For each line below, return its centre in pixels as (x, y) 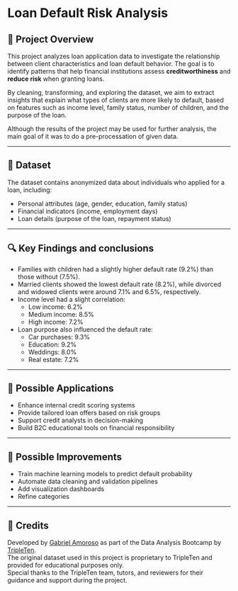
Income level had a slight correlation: (71, 299)
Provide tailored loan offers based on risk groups (89, 413)
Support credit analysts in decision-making (80, 420)
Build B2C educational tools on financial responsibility (96, 428)
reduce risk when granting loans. (56, 79)
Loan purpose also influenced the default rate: (85, 329)
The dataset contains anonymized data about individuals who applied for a (116, 182)
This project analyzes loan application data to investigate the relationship (114, 56)
